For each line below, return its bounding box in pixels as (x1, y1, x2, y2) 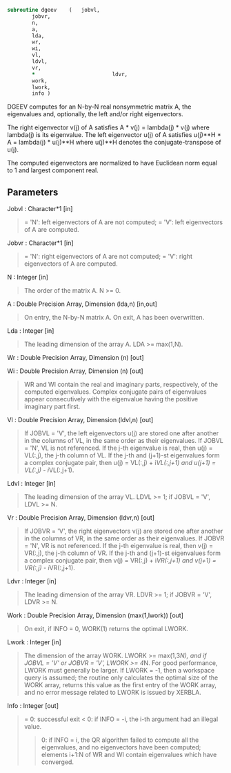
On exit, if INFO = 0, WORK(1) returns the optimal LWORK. (23, 625, 188, 633)
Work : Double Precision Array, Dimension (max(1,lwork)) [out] (7, 611, 184, 619)
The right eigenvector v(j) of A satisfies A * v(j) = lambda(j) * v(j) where (7, 123, 210, 131)
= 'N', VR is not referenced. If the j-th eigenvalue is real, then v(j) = (23, 542, 214, 550)
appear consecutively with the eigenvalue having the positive (23, 395, 199, 403)
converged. (41, 758, 74, 766)
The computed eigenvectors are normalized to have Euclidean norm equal (7, 159, 218, 167)
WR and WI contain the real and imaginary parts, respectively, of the (23, 381, 219, 389)
